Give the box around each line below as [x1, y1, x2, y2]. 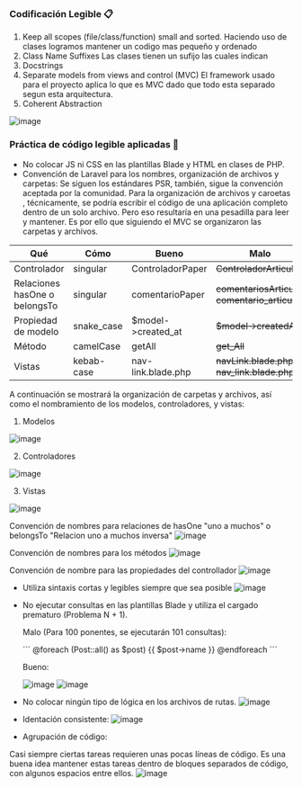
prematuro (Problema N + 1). [22, 609, 129, 620]
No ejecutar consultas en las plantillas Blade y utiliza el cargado [22, 599, 259, 610]
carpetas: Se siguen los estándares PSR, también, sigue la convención [22, 178, 283, 189]
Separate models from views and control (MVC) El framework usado [22, 70, 276, 81]
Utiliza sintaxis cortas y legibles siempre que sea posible [22, 582, 233, 593]
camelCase [73, 340, 121, 353]
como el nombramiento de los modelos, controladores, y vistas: [9, 398, 245, 409]
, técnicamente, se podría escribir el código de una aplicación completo [22, 197, 289, 208]
